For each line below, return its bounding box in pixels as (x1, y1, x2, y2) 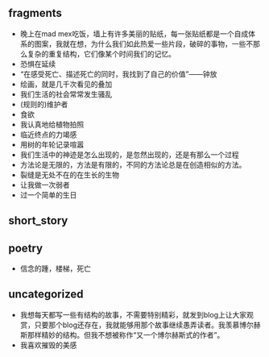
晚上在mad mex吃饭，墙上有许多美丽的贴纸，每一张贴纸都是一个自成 (19, 28, 249, 39)
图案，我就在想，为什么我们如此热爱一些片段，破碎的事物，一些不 (34, 39, 254, 48)
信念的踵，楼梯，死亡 (19, 264, 91, 273)
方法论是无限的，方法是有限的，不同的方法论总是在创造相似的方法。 (19, 160, 246, 169)
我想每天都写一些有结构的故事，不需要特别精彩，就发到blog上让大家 (19, 309, 247, 319)
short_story (8, 214, 68, 228)
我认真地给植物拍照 (19, 119, 85, 129)
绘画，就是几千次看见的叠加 (19, 79, 113, 89)
